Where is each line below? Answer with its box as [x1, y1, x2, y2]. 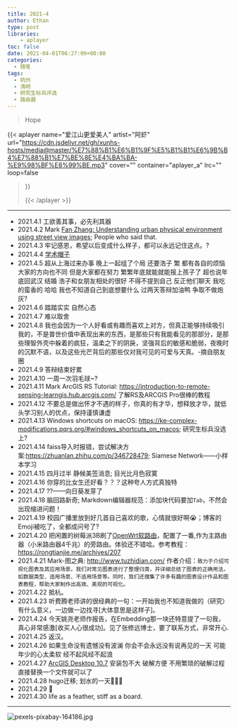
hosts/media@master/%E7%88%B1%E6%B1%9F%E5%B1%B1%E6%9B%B [7, 146, 228, 154]
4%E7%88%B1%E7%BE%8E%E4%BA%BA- [7, 153, 138, 162]
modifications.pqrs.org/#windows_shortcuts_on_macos [17, 425, 179, 433]
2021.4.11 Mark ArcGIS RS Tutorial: [17, 382, 118, 390]
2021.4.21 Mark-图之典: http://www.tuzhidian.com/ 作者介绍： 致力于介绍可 [17, 556, 229, 565]
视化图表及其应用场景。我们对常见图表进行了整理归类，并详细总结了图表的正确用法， [17, 566, 229, 573]
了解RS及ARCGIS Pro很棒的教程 [118, 391, 210, 399]
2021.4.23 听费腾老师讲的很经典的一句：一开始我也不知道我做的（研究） [17, 597, 229, 605]
